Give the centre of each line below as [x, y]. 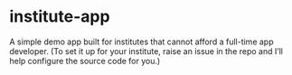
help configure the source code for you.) [85, 61]
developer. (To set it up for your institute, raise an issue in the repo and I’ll [146, 51]
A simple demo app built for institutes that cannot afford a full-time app [141, 42]
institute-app [60, 17]
